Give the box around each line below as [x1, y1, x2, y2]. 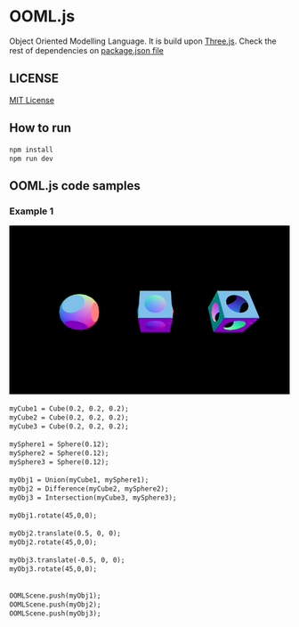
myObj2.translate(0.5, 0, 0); [9, 529, 122, 538]
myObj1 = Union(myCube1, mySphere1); [9, 476, 149, 484]
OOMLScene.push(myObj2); [9, 600, 101, 609]
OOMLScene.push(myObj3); [9, 609, 101, 618]
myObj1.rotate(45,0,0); [9, 511, 98, 520]
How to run [9, 120, 72, 135]
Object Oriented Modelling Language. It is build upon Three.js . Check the [9, 36, 278, 46]
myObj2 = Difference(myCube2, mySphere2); [9, 484, 169, 493]
